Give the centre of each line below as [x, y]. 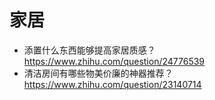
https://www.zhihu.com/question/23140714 [112, 84]
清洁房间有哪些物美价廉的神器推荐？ [98, 73]
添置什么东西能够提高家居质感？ [89, 50]
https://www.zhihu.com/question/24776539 [114, 61]
